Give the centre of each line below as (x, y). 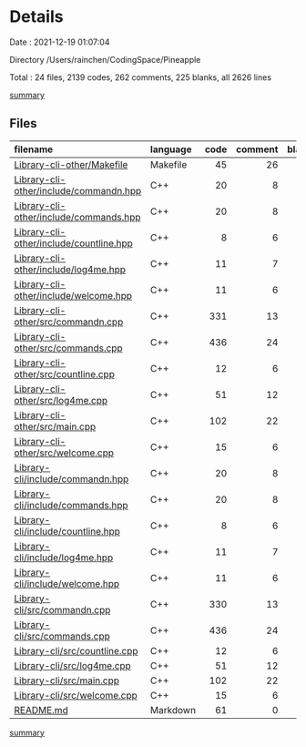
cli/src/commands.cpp (62, 636)
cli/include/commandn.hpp (71, 478)
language (171, 149)
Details (36, 17)
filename (34, 149)
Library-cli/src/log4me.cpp (73, 665)
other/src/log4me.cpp (61, 400)
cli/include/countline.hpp (67, 531)
